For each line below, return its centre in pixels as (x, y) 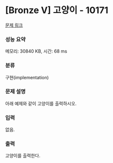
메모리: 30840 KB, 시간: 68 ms (36, 51)
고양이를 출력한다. (23, 155)
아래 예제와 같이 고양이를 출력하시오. (41, 103)
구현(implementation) (27, 77)
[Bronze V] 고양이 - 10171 (57, 10)
